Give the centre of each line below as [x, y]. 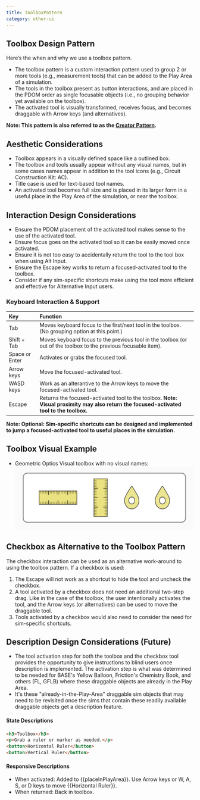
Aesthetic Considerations [54, 144]
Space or [20, 354]
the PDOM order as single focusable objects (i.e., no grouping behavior [102, 95]
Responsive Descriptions [38, 766]
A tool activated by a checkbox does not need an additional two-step [99, 592]
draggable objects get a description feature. [69, 707]
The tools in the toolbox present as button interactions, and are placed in [104, 89]
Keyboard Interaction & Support [53, 302]
